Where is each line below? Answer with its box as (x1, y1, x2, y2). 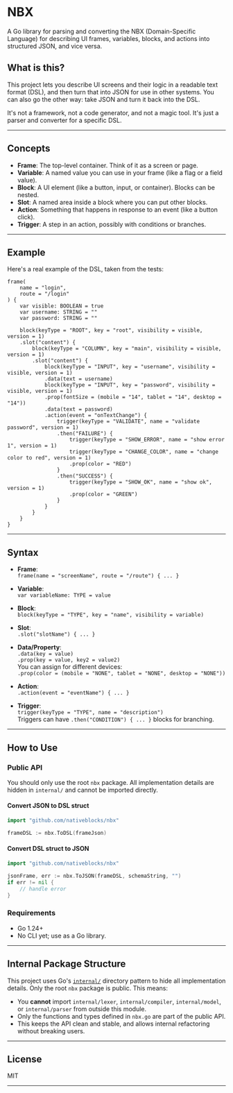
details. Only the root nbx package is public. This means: (7, 983, 169, 992)
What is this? (7, 62, 65, 74)
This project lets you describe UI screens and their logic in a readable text (7, 81, 218, 89)
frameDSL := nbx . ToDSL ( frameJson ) (7, 829, 107, 836)
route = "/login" (19, 291, 70, 298)
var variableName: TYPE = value (17, 592, 111, 599)
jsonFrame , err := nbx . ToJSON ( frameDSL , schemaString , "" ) (7, 872, 182, 879)
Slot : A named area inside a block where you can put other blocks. (17, 198, 208, 206)
